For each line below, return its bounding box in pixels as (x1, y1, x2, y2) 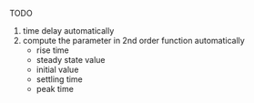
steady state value (36, 55, 106, 65)
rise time (36, 45, 70, 56)
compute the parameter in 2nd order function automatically (22, 36, 246, 46)
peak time (36, 84, 75, 94)
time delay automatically (22, 26, 115, 36)
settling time (36, 74, 84, 85)
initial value (36, 64, 79, 75)
